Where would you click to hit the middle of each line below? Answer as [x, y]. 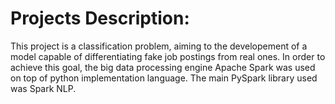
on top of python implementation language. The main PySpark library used [164, 78]
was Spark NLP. [43, 88]
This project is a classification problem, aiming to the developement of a [159, 46]
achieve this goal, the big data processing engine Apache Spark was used [163, 67]
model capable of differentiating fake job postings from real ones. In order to [168, 56]
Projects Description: [100, 18]
